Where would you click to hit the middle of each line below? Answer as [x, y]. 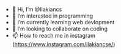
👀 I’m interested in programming [53, 16]
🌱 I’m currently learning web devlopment [63, 22]
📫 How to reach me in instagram [54, 35]
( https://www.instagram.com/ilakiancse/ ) [64, 44]
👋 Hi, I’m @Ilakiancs [37, 9]
